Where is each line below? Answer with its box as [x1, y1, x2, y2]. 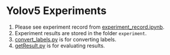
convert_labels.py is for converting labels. [14, 36, 117, 43]
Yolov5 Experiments [6, 4, 107, 18]
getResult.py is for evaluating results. [14, 42, 105, 49]
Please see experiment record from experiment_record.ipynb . [14, 23, 165, 30]
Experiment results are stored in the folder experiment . [14, 29, 147, 36]
